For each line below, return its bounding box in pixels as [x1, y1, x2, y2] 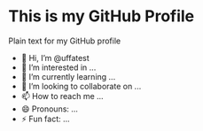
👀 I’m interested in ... [20, 62, 97, 73]
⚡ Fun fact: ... [20, 113, 70, 124]
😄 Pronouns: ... [20, 104, 79, 114]
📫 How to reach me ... [20, 90, 104, 101]
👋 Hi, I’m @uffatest [20, 52, 90, 63]
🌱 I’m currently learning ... [20, 71, 116, 81]
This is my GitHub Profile [8, 6, 195, 27]
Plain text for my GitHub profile [8, 35, 121, 46]
